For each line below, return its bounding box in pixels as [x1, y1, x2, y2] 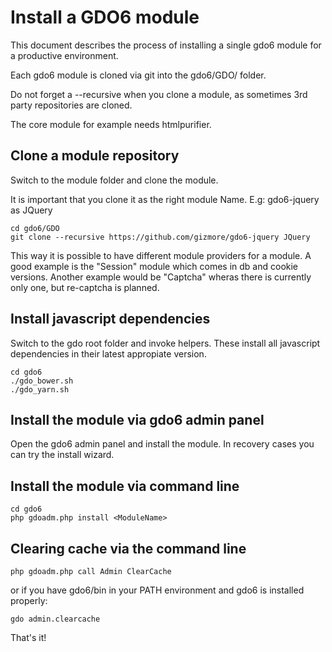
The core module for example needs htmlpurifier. [10, 118, 212, 130]
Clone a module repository [10, 147, 180, 165]
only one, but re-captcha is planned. [10, 281, 160, 293]
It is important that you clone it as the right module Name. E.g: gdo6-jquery [10, 193, 320, 205]
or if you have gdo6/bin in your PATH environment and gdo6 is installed [10, 584, 305, 596]
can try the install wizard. [10, 449, 115, 461]
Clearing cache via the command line [10, 540, 247, 557]
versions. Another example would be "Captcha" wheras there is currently [10, 271, 312, 283]
